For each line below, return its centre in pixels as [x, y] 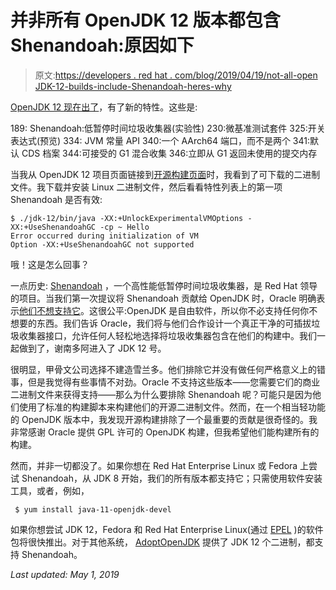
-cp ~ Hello [124, 227]
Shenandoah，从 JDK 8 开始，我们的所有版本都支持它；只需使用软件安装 [172, 478]
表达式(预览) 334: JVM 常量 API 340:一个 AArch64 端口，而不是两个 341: [160, 140]
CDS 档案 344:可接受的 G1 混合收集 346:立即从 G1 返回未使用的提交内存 [169, 153]
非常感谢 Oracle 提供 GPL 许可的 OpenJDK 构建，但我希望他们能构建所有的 [165, 432]
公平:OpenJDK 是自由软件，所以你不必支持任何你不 [212, 310]
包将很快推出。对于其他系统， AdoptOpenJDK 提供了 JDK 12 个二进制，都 [162, 542]
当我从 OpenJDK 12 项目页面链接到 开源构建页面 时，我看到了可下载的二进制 [165, 174]
